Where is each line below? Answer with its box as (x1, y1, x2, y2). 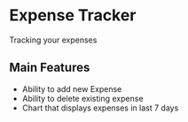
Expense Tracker (9, 5, 137, 26)
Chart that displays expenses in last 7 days (21, 103, 179, 113)
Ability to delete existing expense (21, 93, 144, 103)
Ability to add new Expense (21, 83, 122, 94)
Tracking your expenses (9, 34, 98, 45)
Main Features (9, 60, 90, 75)
